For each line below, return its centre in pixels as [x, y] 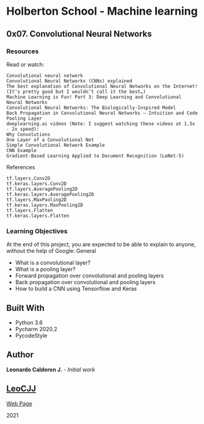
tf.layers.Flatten [30, 210]
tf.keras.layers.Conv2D [37, 184]
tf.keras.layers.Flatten [38, 216]
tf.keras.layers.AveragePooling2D [50, 194]
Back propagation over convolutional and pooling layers [85, 282]
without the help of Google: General [51, 251]
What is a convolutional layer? [53, 263]
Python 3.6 [29, 323]
